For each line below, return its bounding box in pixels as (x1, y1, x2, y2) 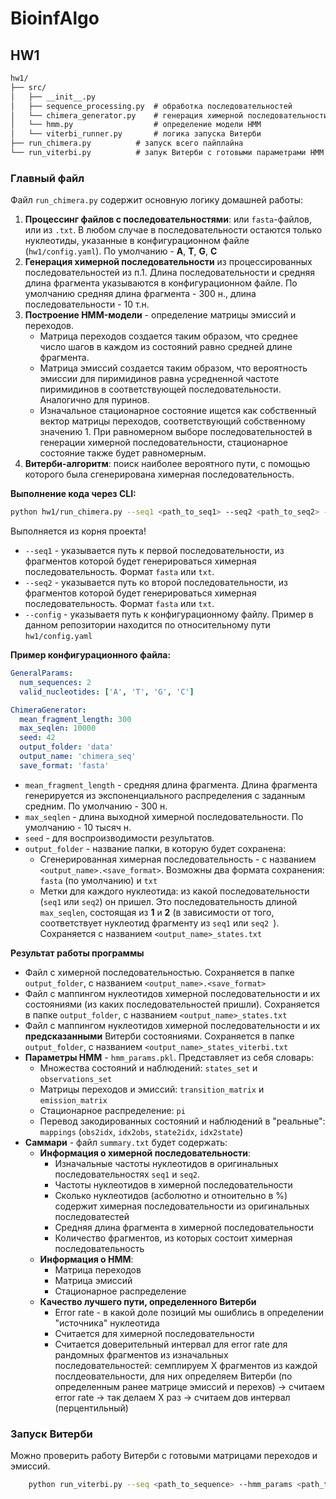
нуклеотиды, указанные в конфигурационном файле (24, 235, 250, 247)
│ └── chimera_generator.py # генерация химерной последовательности (10, 110, 329, 121)
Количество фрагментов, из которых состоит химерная (54, 1232, 293, 1244)
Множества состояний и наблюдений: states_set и (39, 1062, 258, 1074)
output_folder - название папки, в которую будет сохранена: (24, 842, 287, 854)
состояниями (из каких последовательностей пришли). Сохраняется (24, 998, 320, 1010)
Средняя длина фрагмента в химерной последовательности (54, 1221, 315, 1233)
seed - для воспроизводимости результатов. (24, 832, 215, 844)
